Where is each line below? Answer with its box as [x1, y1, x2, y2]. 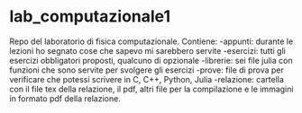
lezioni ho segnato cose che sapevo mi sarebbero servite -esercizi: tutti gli [9, 45, 286, 56]
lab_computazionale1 [9, 6, 171, 27]
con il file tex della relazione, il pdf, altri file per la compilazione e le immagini [9, 83, 294, 94]
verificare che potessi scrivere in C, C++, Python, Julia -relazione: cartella [9, 74, 284, 84]
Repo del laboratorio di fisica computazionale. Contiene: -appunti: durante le [9, 36, 294, 47]
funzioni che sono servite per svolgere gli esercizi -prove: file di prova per [9, 65, 284, 75]
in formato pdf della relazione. [9, 92, 122, 104]
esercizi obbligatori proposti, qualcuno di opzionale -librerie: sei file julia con [9, 55, 293, 65]
